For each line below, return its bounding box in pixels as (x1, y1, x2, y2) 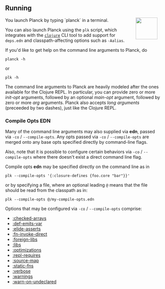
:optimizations (12, 247, 42, 253)
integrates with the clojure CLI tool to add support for (5, 32, 116, 38)
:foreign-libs (12, 236, 38, 243)
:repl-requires (12, 252, 41, 258)
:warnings (12, 274, 33, 280)
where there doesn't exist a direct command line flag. (33, 154, 143, 160)
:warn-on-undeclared (12, 279, 57, 285)
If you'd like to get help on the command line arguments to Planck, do (5, 47, 148, 53)
